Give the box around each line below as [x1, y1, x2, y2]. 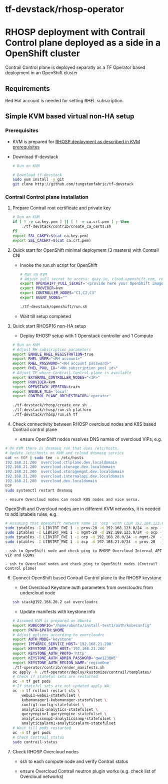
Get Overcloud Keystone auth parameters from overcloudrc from [19, 584, 153, 590]
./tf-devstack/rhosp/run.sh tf [12, 412, 78, 417]
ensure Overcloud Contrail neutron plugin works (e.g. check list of [19, 768, 156, 774]
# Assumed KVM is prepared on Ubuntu [12, 618, 91, 623]
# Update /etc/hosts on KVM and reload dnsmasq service [5, 450, 124, 455]
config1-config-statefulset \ [21, 702, 84, 707]
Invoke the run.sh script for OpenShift [19, 262, 97, 268]
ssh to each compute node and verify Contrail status [19, 758, 128, 764]
